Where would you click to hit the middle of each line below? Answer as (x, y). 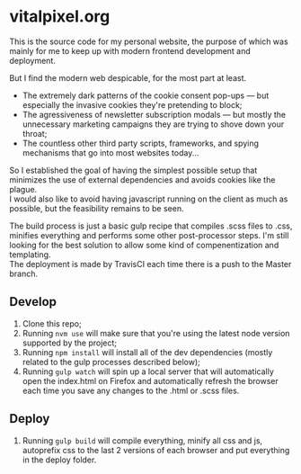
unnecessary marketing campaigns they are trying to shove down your (153, 124)
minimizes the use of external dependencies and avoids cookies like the (142, 179)
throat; (35, 133)
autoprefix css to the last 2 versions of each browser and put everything (156, 450)
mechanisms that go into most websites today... (111, 152)
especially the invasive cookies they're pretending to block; (132, 104)
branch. (24, 273)
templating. (30, 255)
